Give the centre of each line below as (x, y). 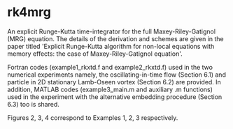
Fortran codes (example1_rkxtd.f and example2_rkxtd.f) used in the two (110, 67)
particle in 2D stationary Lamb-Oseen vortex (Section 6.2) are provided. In (114, 82)
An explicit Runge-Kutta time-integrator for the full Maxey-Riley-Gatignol (111, 31)
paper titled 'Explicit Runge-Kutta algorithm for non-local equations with (111, 46)
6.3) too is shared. (33, 104)
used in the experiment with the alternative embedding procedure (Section (115, 97)
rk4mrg (29, 12)
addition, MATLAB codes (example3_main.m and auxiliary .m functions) (110, 89)
